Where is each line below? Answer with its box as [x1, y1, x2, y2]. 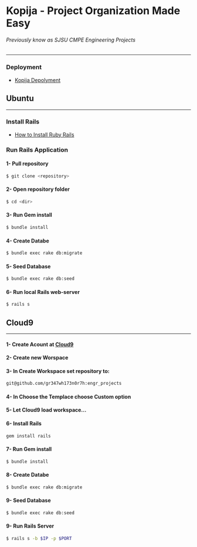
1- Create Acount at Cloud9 [6, 341, 74, 348]
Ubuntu [6, 94, 34, 104]
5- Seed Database [6, 262, 51, 270]
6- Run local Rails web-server [6, 288, 80, 295]
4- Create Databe [6, 237, 50, 244]
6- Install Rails [6, 420, 42, 427]
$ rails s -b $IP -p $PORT [6, 535, 72, 541]
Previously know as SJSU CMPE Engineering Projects [6, 36, 136, 43]
